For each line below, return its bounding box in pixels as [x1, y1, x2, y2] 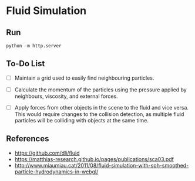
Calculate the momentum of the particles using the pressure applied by [14, 86, 187, 93]
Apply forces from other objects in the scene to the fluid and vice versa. [14, 104, 189, 111]
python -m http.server [6, 43, 62, 49]
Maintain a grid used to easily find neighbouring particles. [14, 74, 154, 81]
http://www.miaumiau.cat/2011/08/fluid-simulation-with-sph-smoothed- [14, 162, 189, 169]
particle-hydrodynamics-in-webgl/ [14, 168, 99, 175]
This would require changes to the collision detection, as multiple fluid [14, 111, 184, 118]
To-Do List [6, 59, 45, 69]
